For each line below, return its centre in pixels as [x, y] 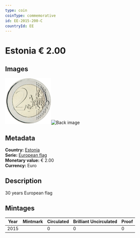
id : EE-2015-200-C [24, 21]
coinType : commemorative [30, 15]
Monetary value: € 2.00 [29, 160]
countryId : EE [20, 26]
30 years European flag [29, 193]
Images [17, 69]
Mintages [20, 208]
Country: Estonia [23, 150]
